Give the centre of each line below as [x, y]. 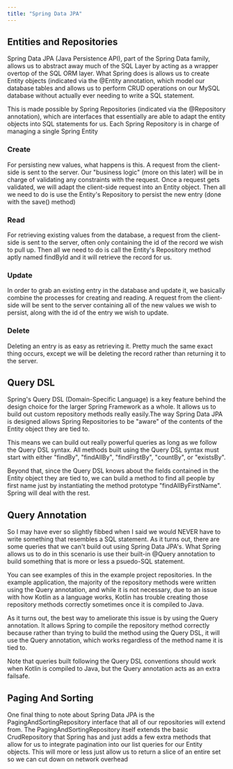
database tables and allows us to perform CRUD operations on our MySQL [114, 89]
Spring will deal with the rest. [49, 493]
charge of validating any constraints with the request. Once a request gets [114, 179]
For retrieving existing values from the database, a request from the [104, 235]
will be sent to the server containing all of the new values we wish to [119, 305]
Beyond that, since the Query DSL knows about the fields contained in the [113, 471]
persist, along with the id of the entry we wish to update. [88, 313]
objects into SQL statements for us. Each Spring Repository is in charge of [113, 124]
